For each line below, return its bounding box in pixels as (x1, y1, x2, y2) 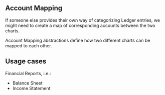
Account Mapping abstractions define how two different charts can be (5, 37, 150, 43)
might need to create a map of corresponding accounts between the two (5, 22, 155, 28)
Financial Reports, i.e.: (5, 70, 51, 76)
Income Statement (12, 85, 51, 91)
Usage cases (5, 57, 47, 66)
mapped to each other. (5, 42, 52, 49)
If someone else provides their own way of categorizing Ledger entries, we (5, 17, 160, 23)
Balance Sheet (12, 80, 43, 86)
